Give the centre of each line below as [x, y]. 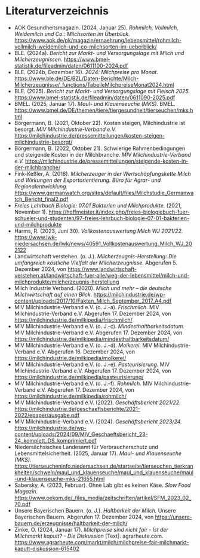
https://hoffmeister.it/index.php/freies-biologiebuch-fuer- [119, 212]
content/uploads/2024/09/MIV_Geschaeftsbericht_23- [81, 434]
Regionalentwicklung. [41, 186]
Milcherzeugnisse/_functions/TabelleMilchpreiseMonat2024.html [94, 84]
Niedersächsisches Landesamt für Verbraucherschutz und [86, 447]
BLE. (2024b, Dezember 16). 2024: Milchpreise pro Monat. [86, 72]
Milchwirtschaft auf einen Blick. [53, 294]
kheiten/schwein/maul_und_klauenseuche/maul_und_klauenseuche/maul [104, 472]
